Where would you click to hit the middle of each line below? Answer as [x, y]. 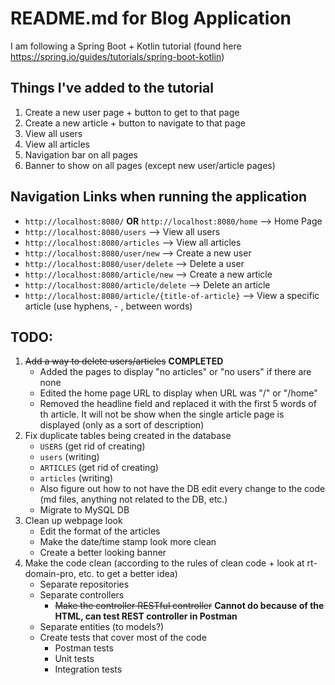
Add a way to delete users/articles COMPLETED [124, 361]
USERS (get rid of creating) [92, 446]
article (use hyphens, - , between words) [108, 306]
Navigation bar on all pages [81, 154]
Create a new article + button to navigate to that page [135, 123]
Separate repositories [84, 584]
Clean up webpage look [73, 521]
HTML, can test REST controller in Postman [146, 616]
